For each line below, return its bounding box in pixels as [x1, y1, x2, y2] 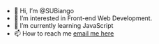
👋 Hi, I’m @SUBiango [13, 7, 75, 15]
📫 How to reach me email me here [13, 29, 114, 38]
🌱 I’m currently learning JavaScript [13, 22, 114, 29]
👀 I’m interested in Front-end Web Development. [13, 14, 153, 22]
